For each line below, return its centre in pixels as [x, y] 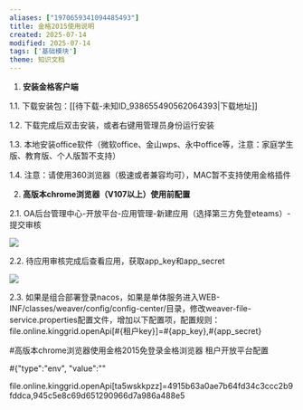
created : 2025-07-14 [48, 34]
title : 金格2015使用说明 [52, 26]
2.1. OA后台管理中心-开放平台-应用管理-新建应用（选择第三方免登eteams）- [150, 213]
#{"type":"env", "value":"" [58, 368]
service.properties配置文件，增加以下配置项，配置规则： [115, 319]
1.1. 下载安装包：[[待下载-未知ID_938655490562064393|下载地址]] [133, 106]
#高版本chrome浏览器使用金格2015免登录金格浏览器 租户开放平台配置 [139, 350]
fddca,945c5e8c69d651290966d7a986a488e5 [97, 396]
